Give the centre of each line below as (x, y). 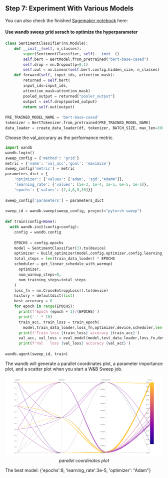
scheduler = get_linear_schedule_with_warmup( (63, 264)
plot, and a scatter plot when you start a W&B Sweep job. (64, 369)
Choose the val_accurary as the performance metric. (59, 138)
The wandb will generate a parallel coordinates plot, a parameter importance (84, 364)
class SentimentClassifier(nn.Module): (47, 43)
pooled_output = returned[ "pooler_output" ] (69, 96)
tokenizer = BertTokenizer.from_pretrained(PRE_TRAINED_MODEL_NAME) (78, 123)
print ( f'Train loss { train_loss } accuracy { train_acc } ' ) (79, 333)
